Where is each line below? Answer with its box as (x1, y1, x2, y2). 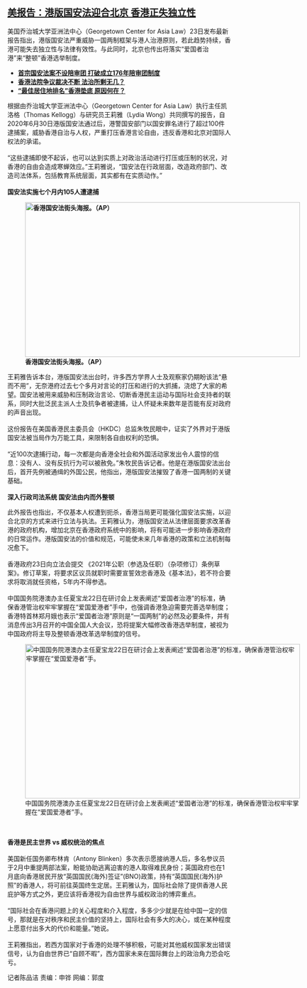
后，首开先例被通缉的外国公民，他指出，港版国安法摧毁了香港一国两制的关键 (7, 467, 231, 476)
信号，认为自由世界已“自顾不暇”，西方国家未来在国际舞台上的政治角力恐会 (7, 949, 225, 957)
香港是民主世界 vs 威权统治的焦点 (7, 838, 105, 846)
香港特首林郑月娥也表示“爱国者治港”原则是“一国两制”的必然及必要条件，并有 (7, 611, 230, 620)
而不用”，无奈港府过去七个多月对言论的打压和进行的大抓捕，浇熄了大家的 (7, 381, 222, 390)
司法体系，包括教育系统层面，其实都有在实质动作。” (13, 171, 163, 180)
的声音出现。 (7, 407, 45, 417)
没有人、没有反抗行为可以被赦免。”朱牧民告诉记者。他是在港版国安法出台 (19, 459, 231, 467)
